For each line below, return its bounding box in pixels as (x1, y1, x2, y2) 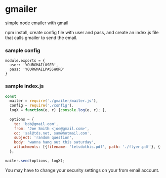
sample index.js (5, 83, 44, 89)
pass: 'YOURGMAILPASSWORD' (9, 67, 65, 72)
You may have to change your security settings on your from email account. (5, 167, 160, 173)
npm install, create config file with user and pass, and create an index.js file (5, 29, 159, 35)
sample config (5, 47, 41, 54)
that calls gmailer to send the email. (5, 35, 78, 41)
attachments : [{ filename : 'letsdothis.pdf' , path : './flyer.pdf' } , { (14, 144, 161, 149)
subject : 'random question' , (14, 135, 74, 140)
